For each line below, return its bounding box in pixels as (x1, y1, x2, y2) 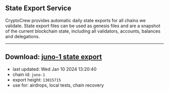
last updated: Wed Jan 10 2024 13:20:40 (12, 66, 97, 72)
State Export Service (5, 4, 71, 13)
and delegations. (5, 33, 40, 39)
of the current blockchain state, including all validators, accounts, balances (5, 28, 161, 34)
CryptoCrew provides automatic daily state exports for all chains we (5, 17, 146, 23)
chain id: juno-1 (12, 71, 45, 77)
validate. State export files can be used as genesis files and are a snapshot (5, 23, 160, 29)
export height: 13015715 (12, 76, 61, 82)
